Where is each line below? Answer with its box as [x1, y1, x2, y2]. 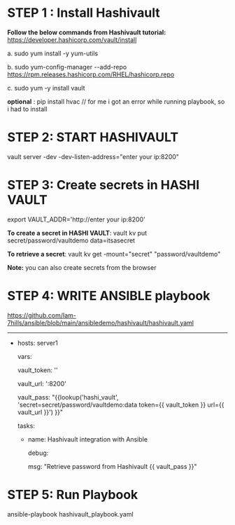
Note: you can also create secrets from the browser [7, 263, 157, 271]
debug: [27, 449, 49, 457]
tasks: [17, 421, 35, 430]
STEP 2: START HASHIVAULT [7, 130, 179, 145]
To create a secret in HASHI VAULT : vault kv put [7, 229, 148, 237]
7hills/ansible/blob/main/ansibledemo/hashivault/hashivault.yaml [7, 318, 194, 327]
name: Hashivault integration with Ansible [27, 435, 148, 443]
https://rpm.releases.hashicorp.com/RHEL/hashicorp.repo [7, 70, 175, 79]
